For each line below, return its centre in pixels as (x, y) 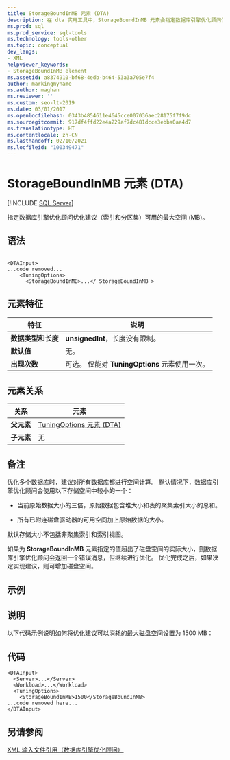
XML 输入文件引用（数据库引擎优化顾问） (66, 750)
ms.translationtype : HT (41, 128)
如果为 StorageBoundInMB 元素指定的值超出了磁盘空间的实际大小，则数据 (112, 549)
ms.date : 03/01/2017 (37, 109)
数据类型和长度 (35, 338)
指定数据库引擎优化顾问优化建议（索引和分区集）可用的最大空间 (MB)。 (108, 217)
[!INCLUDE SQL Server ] (40, 203)
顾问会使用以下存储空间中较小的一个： (79, 491)
